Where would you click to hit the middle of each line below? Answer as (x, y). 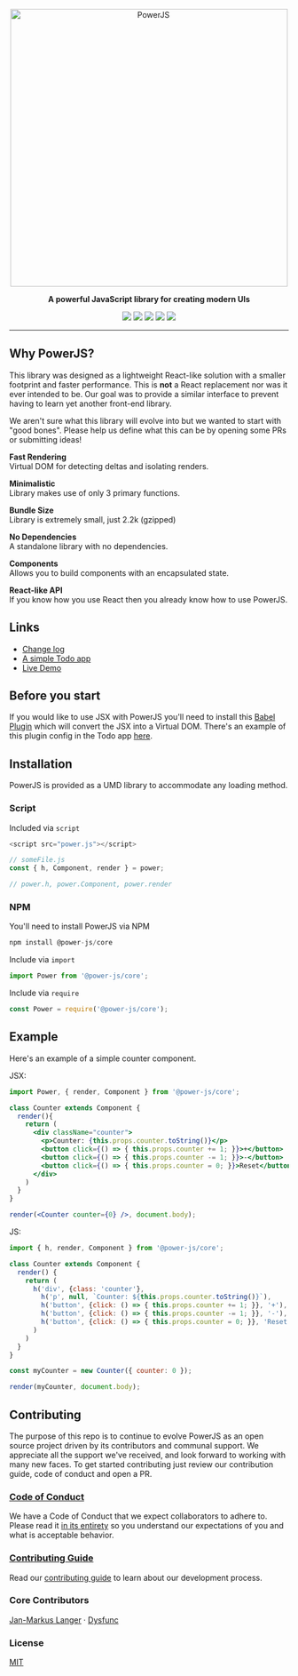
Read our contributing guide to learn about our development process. (136, 1577)
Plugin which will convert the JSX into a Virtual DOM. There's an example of (148, 726)
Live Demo (42, 667)
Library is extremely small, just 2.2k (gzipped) (93, 519)
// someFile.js (37, 860)
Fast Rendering (38, 457)
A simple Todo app (56, 658)
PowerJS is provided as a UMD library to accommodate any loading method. (149, 786)
